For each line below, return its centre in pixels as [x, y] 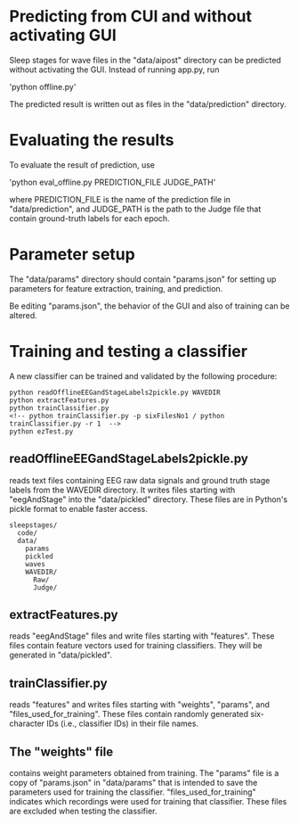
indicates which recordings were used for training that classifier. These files [148, 801]
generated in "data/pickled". [61, 655]
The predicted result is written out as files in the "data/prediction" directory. [148, 103]
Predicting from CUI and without [130, 16]
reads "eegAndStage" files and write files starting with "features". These [142, 636]
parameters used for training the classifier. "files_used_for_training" [133, 792]
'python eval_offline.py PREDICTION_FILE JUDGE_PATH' [113, 182]
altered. [23, 315]
